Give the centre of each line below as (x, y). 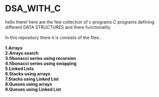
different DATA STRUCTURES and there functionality (58, 27)
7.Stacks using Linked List (32, 79)
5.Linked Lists (20, 68)
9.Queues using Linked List (33, 89)
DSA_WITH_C (33, 9)
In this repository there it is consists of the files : (53, 38)
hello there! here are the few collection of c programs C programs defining (80, 22)
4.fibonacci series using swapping (41, 63)
